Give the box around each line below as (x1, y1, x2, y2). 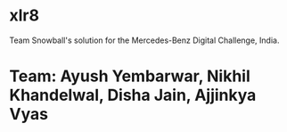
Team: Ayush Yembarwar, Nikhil (9, 66, 251, 87)
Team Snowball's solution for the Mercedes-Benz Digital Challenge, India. (9, 35, 280, 45)
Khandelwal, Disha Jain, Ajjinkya (9, 86, 257, 105)
